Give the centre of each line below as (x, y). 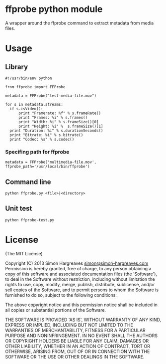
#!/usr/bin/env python (29, 78)
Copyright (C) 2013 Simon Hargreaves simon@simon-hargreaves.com (77, 263)
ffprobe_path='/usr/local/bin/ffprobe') (48, 167)
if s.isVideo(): (26, 109)
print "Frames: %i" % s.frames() (53, 117)
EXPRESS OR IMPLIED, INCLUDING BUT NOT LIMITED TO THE (69, 325)
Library (17, 67)
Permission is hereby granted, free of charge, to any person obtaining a (78, 268)
